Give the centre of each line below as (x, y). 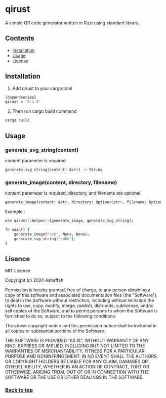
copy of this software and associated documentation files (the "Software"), (82, 295)
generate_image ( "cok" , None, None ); (52, 234)
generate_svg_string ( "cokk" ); (45, 239)
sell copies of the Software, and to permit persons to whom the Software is (82, 311)
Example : (15, 212)
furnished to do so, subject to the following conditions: (61, 316)
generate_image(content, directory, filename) (61, 182)
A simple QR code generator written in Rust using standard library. (72, 23)
